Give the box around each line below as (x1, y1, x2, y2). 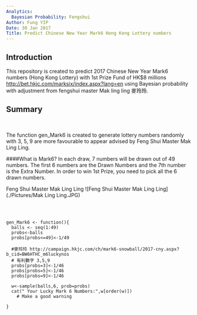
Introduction (6, 52, 53, 62)
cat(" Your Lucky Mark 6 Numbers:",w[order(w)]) (11, 288, 133, 294)
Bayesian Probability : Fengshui (11, 14, 91, 20)
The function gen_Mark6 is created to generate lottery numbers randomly (6, 131, 184, 138)
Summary (6, 104, 43, 114)
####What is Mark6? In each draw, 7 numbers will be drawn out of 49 (6, 155, 175, 162)
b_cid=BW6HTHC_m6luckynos (6, 251, 69, 257)
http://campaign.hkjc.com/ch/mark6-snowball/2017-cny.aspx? (29, 246, 180, 252)
